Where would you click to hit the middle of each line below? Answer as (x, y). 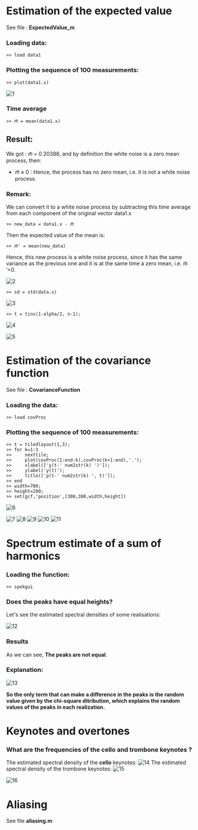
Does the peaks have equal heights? (59, 602)
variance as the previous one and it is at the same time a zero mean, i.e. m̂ (97, 263)
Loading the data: (32, 405)
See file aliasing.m (29, 821)
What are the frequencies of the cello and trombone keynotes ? (99, 749)
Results (17, 642)
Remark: (19, 194)
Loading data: (26, 43)
